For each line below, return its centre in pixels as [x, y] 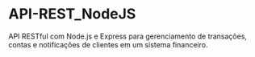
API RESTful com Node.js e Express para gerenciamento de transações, [128, 36]
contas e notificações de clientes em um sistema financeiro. [108, 44]
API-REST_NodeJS [72, 14]
